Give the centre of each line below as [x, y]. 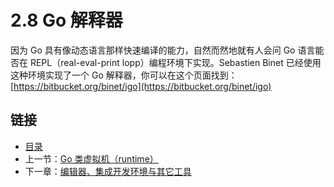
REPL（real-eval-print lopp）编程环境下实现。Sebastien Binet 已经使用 [175, 62]
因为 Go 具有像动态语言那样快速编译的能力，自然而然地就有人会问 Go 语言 [163, 50]
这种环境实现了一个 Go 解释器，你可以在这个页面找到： [124, 75]
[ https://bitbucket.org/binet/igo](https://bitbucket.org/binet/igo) [141, 86]
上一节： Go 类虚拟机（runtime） [91, 158]
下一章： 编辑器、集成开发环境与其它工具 [108, 171]
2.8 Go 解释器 [66, 20]
